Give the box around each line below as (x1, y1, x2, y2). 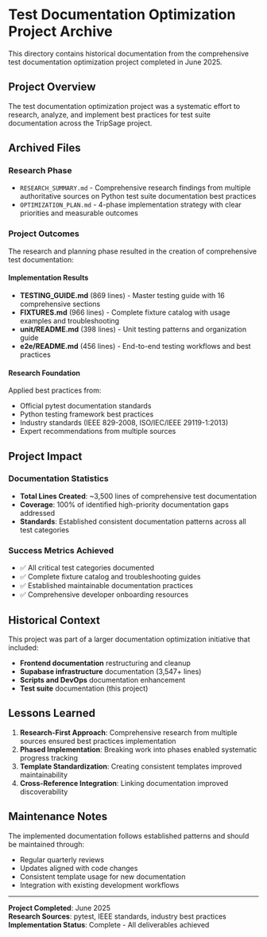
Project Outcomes (8, 228, 79, 239)
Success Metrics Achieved (8, 544, 114, 556)
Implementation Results (8, 273, 89, 283)
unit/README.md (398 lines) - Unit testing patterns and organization (19, 324, 247, 334)
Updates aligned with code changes (19, 863, 138, 873)
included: (8, 642, 39, 652)
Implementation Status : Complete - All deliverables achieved (8, 920, 210, 929)
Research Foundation (8, 368, 81, 378)
